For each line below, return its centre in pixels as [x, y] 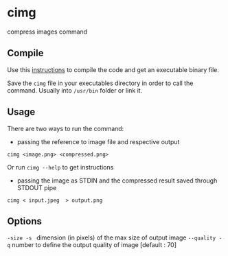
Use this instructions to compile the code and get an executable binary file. [113, 69]
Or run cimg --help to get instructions [60, 167]
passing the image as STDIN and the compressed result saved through [117, 181]
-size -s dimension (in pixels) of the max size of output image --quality [112, 237]
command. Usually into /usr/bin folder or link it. [75, 90]
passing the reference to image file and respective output [98, 141]
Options [25, 221]
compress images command [47, 32]
